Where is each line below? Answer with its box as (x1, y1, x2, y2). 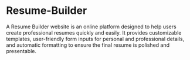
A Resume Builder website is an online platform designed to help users (6, 23, 177, 30)
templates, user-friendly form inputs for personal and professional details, (6, 35, 185, 42)
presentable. (6, 47, 37, 54)
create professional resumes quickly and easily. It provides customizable (6, 29, 182, 36)
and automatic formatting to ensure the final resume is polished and (6, 42, 170, 48)
